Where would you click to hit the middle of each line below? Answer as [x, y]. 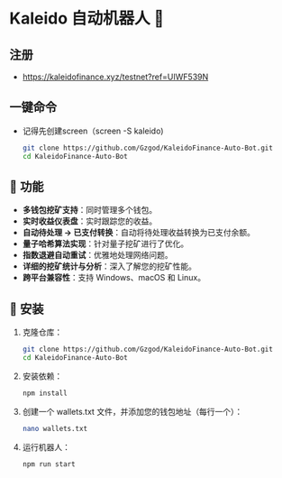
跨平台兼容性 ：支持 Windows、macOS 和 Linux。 [114, 278]
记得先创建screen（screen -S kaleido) [93, 131]
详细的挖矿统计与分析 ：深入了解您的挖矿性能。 [109, 266]
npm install [45, 393]
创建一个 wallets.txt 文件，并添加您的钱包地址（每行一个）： [132, 411]
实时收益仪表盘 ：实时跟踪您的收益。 [90, 221]
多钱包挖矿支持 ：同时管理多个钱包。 [90, 210]
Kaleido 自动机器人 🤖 [87, 18]
